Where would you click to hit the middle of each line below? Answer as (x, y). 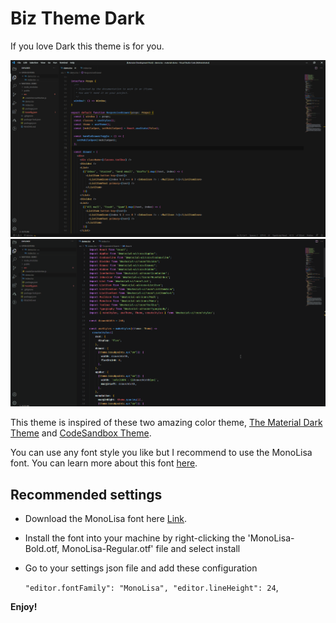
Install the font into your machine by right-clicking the (135, 538)
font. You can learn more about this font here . (104, 463)
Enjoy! (24, 607)
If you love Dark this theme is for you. (87, 46)
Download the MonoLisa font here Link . (106, 519)
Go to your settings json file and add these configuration (141, 568)
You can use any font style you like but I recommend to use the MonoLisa (161, 453)
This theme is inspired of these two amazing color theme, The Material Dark (166, 423)
